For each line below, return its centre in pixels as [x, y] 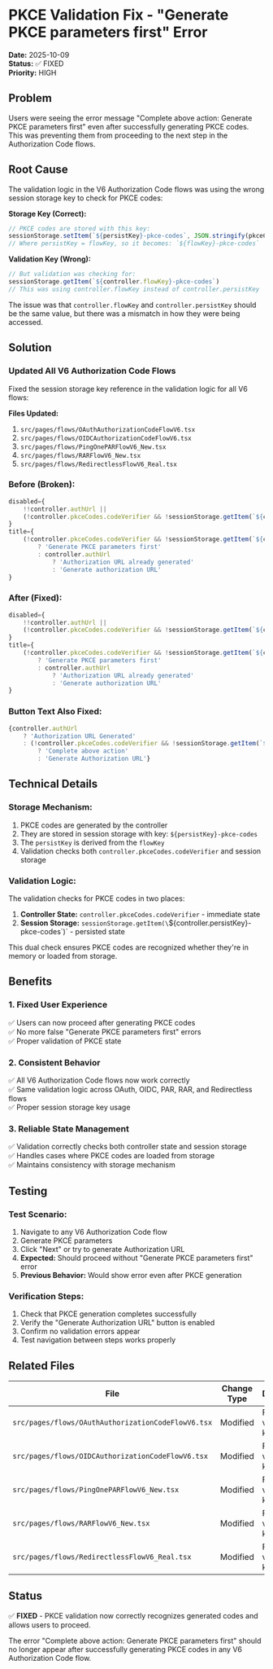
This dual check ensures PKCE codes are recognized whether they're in [129, 947]
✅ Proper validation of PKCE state [65, 1041]
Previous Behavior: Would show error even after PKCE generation [131, 1275]
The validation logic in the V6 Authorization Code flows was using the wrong [136, 189]
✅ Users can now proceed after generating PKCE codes [102, 1022]
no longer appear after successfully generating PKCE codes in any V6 [125, 1649]
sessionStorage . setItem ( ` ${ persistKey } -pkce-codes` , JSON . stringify [127, 236]
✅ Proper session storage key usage [69, 1107]
